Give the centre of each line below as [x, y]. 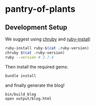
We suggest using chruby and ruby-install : [48, 39]
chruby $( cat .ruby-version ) [35, 53]
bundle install [21, 76]
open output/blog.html [28, 99]
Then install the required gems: [37, 67]
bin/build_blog [21, 94]
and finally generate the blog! [35, 85]
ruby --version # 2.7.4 [30, 57]
